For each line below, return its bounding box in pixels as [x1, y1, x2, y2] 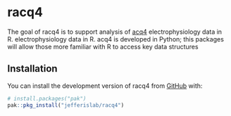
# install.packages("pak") [7, 95, 87, 102]
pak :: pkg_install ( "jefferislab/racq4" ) [7, 101, 125, 109]
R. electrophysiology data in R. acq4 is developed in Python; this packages [7, 34, 224, 43]
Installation [7, 63, 58, 75]
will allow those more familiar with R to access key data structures [7, 42, 199, 51]
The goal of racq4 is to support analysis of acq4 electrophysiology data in [7, 27, 223, 36]
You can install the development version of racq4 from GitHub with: [7, 82, 203, 90]
